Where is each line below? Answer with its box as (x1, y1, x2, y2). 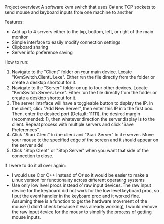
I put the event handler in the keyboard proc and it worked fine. (11, 193, 140, 199)
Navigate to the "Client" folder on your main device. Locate (11, 69, 132, 75)
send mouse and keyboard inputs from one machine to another (4, 9, 133, 15)
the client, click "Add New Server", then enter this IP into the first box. (11, 106, 154, 111)
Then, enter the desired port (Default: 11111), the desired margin (11, 111, 140, 117)
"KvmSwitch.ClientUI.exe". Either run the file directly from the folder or (11, 74, 155, 80)
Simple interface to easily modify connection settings (11, 39, 121, 45)
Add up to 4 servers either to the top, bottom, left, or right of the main (11, 29, 154, 34)
